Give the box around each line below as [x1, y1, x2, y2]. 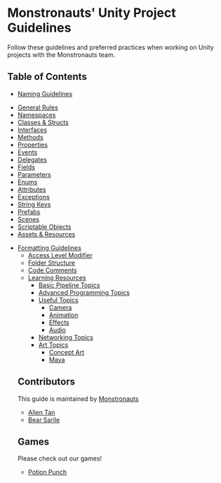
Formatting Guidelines [17, 244, 82, 252]
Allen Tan [27, 408, 55, 416]
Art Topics [38, 340, 69, 349]
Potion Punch [27, 468, 67, 477]
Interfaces [17, 125, 48, 134]
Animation [48, 310, 79, 319]
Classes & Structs [17, 118, 69, 126]
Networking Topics [38, 333, 93, 341]
